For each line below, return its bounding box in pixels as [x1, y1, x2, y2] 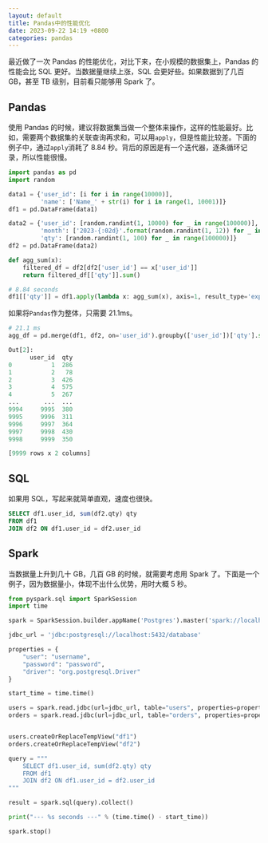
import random [8, 176, 56, 184]
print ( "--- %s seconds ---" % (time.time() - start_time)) [8, 813, 209, 821]
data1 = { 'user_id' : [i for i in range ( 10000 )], [8, 190, 173, 198]
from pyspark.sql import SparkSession [8, 595, 137, 603]
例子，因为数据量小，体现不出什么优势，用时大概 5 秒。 [8, 579, 191, 588]
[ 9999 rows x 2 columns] [8, 449, 91, 457]
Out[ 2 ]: [8, 346, 34, 354]
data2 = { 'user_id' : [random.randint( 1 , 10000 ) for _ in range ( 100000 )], [8, 220, 259, 228]
